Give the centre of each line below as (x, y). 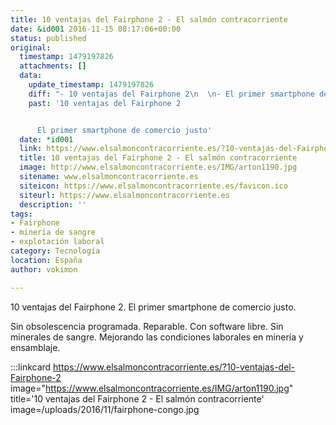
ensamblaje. (35, 347)
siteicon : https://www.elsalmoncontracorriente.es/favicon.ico (153, 186)
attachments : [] (53, 66)
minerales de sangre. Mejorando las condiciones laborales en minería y (157, 337)
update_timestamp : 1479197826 (91, 85)
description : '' (53, 204)
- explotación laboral (57, 242)
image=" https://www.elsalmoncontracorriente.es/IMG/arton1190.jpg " (152, 388)
